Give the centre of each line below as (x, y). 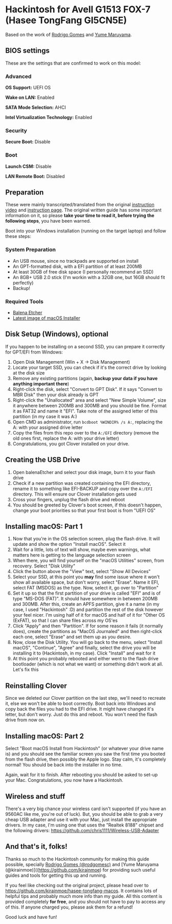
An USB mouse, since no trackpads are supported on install (76, 261)
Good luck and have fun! (31, 917)
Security (16, 130)
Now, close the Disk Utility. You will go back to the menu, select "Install (88, 642)
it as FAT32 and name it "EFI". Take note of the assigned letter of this (85, 411)
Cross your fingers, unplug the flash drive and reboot (69, 499)
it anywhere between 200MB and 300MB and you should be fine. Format (90, 405)
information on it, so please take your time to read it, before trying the (80, 215)
